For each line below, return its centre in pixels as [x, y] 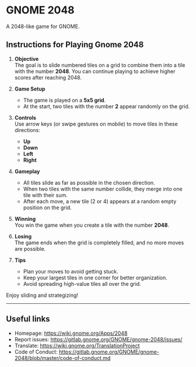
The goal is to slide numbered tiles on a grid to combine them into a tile [100, 65]
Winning [25, 219]
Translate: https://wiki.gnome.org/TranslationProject [77, 345]
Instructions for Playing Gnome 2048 [75, 45]
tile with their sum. [45, 195]
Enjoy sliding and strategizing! [42, 295]
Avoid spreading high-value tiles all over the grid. [82, 283]
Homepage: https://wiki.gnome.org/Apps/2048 [71, 333]
